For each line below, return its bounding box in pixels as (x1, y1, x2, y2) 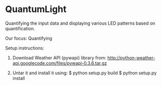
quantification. (5, 25, 35, 31)
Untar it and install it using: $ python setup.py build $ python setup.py (12, 69, 157, 76)
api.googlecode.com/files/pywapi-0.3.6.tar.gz (12, 60, 107, 66)
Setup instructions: (5, 45, 44, 51)
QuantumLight (5, 4, 67, 15)
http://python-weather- (107, 54, 155, 61)
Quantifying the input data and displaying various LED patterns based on (5, 20, 155, 26)
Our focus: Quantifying (5, 35, 53, 41)
